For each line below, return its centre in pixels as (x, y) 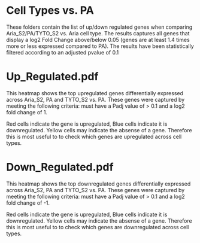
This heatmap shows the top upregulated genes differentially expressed (95, 93)
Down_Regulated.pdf (60, 167)
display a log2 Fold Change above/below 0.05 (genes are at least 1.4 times (98, 40)
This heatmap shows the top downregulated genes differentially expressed (99, 184)
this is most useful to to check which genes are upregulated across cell (94, 136)
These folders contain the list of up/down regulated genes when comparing (99, 27)
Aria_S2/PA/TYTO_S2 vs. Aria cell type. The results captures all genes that (98, 33)
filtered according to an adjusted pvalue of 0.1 (63, 52)
